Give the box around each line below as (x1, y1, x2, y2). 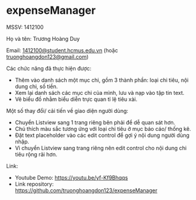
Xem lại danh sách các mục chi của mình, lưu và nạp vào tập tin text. (14, 89, 185, 96)
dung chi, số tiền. (14, 82, 58, 90)
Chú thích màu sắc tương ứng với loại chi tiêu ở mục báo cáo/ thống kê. (14, 125, 191, 132)
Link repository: (14, 180, 54, 187)
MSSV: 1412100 (6, 23, 44, 31)
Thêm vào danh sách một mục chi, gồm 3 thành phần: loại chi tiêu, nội (14, 76, 189, 83)
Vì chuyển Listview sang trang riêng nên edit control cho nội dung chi (14, 144, 187, 151)
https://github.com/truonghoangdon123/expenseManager (14, 187, 158, 194)
